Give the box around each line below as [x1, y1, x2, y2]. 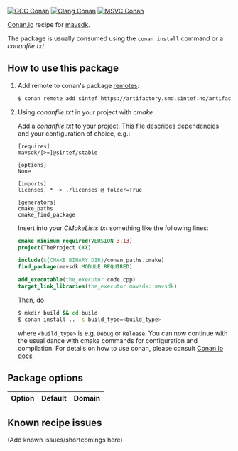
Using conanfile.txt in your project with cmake [17, 107, 153, 116]
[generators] [17, 199, 57, 206]
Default [41, 393, 67, 403]
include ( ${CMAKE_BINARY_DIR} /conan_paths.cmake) [17, 256, 165, 264]
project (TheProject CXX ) [17, 244, 92, 251]
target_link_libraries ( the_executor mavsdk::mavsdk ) [17, 283, 178, 290]
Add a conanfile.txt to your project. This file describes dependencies [17, 121, 220, 130]
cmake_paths [17, 205, 53, 212]
